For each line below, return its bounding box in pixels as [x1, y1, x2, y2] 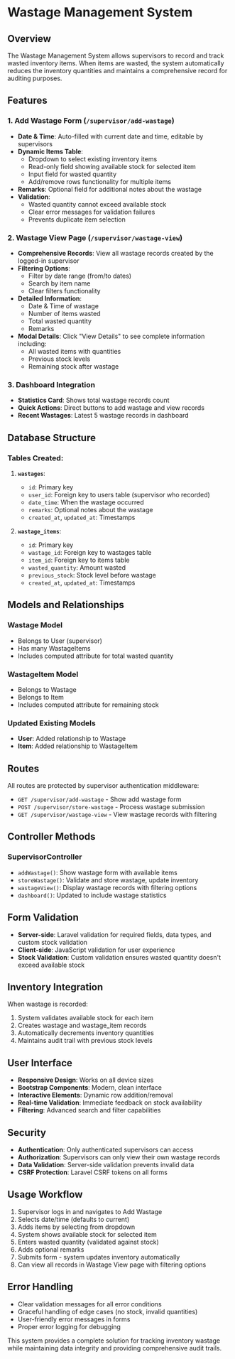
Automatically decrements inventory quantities [17, 1029, 154, 1037]
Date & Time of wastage [28, 301, 99, 310]
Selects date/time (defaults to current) [17, 1215, 130, 1223]
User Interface [7, 1056, 73, 1069]
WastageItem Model [7, 669, 79, 679]
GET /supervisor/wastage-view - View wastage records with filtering [17, 811, 217, 819]
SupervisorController [7, 852, 82, 862]
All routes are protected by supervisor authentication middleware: [7, 781, 200, 790]
